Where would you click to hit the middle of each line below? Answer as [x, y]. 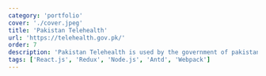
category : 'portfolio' [46, 15]
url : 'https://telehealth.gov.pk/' [67, 38]
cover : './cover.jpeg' [46, 23]
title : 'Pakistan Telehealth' [58, 30]
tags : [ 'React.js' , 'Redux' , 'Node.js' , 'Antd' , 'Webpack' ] [110, 60]
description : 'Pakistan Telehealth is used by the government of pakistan [134, 52]
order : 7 [23, 45]
